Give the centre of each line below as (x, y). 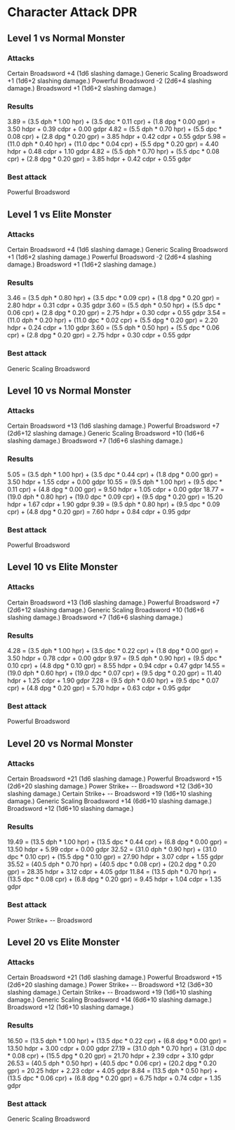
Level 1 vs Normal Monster (66, 38)
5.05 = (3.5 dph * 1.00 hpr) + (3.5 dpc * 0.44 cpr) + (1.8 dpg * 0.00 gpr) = (113, 474)
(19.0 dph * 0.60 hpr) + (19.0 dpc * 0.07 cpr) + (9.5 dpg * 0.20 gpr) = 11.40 (115, 673)
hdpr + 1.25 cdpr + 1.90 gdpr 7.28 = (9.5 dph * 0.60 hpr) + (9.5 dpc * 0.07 (113, 680)
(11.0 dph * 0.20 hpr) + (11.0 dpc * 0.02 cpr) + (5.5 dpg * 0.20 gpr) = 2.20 (113, 321)
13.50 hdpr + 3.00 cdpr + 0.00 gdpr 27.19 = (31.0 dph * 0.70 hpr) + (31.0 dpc (117, 1048)
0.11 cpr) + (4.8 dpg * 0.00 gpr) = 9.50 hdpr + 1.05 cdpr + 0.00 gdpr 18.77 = (116, 489)
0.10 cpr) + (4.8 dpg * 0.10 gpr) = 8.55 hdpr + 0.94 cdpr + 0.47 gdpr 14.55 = (116, 666)
